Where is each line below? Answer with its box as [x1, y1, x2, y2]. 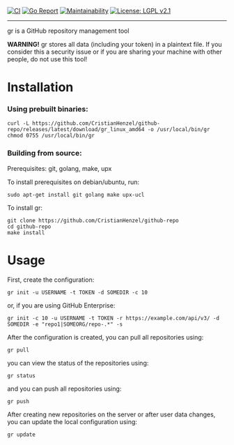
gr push [7, 398, 30, 405]
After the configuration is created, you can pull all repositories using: [7, 333, 204, 341]
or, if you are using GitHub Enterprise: [7, 301, 116, 310]
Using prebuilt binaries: [7, 105, 88, 114]
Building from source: [7, 149, 82, 158]
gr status [7, 372, 36, 379]
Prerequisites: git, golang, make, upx [7, 164, 112, 172]
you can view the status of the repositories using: [7, 359, 149, 367]
